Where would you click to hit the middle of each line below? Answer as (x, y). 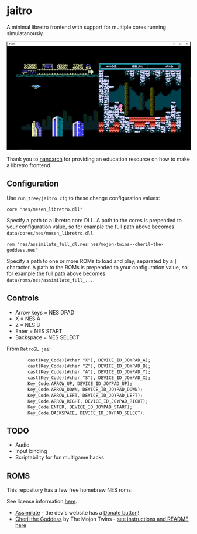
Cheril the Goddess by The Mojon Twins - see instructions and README (102, 519)
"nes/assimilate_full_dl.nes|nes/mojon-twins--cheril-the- (91, 244)
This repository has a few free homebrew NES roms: (70, 490)
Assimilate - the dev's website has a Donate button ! (77, 513)
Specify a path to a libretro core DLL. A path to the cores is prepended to (94, 220)
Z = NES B (27, 325)
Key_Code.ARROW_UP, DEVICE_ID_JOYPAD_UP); (80, 383)
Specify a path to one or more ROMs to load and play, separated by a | (92, 261)
